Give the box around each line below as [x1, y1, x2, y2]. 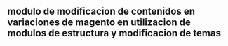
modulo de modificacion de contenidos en [7, 6, 195, 17]
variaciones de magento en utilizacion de [7, 17, 191, 29]
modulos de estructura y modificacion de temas [7, 27, 221, 39]
